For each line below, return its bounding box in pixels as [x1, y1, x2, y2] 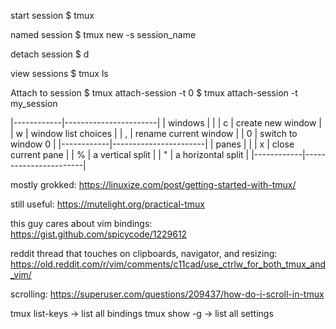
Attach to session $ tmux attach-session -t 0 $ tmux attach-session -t [10, 87, 298, 99]
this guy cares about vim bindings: [10, 218, 153, 229]
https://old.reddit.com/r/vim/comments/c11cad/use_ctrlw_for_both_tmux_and [10, 258, 327, 270]
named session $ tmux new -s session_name [10, 29, 197, 40]
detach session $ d [10, 48, 90, 60]
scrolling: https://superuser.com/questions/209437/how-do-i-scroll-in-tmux [10, 288, 325, 300]
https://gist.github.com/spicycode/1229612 [10, 228, 188, 240]
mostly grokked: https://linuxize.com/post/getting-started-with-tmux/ [10, 179, 297, 190]
